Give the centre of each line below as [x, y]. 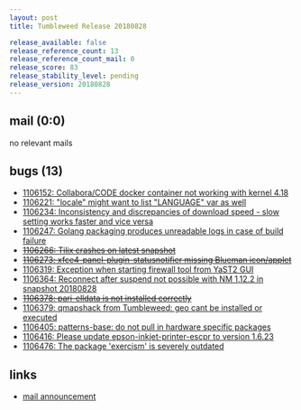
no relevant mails [41, 143]
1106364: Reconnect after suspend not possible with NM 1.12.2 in [143, 279]
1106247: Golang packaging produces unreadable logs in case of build [153, 231]
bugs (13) [36, 171]
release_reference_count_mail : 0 [72, 60]
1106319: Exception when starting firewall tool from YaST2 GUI [138, 270]
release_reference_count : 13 [64, 51]
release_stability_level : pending [74, 76]
